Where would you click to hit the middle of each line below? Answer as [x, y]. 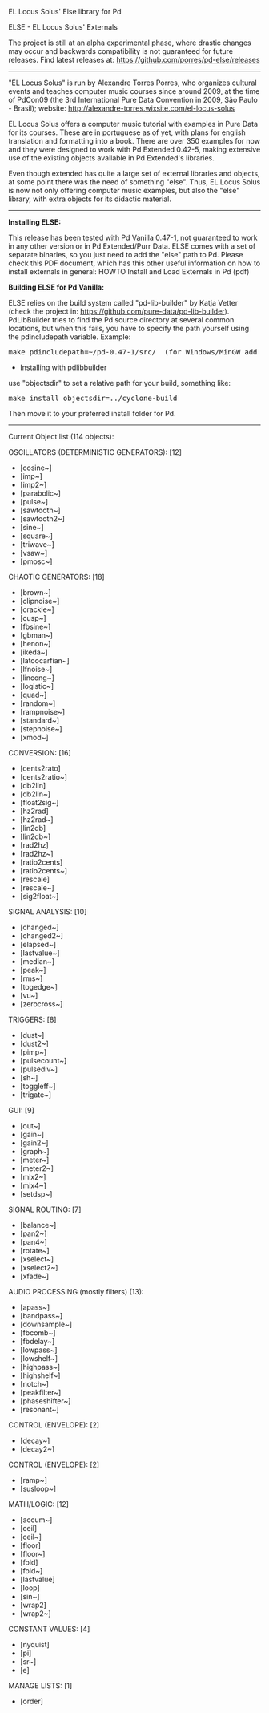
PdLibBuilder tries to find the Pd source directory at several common [121, 320]
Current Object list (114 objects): [61, 437]
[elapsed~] [38, 944]
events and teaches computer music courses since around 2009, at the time [134, 91]
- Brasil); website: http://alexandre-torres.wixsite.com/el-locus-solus [121, 108]
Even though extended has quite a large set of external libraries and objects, [134, 173]
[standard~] [40, 720]
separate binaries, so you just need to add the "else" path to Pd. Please [126, 255]
